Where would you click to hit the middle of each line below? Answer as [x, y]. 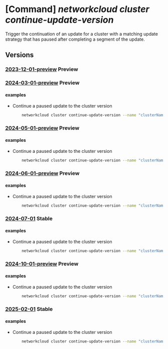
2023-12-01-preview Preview [42, 69]
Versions [20, 55]
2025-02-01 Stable [29, 309]
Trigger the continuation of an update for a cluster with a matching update [81, 34]
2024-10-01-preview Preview [42, 264]
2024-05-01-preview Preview [42, 128]
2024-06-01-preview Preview [42, 173]
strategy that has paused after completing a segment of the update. [75, 39]
